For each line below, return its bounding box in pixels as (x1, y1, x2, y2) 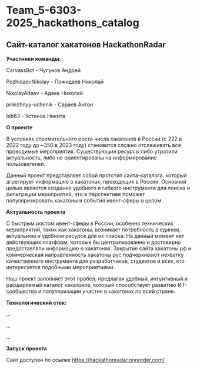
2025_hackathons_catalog (6, 16, 139, 30)
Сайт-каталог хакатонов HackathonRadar (6, 40, 166, 50)
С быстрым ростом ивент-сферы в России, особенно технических (6, 220, 173, 227)
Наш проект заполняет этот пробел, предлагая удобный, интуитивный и (6, 275, 188, 282)
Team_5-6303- (6, 4, 82, 17)
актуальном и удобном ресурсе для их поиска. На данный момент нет (6, 233, 184, 239)
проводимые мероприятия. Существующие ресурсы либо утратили (6, 148, 178, 155)
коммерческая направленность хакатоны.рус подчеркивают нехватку (6, 252, 184, 258)
